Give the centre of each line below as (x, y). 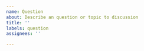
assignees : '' (24, 34)
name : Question (25, 12)
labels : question (27, 28)
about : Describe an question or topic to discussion (72, 17)
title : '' (18, 23)
